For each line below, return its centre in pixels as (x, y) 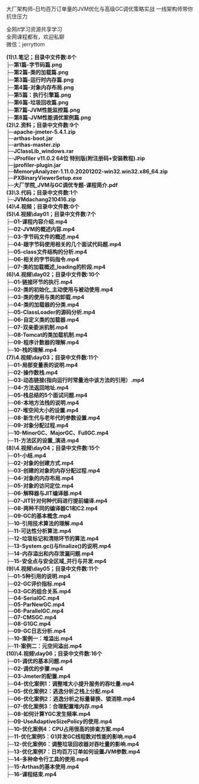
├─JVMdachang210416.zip (41, 199)
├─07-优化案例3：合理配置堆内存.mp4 (55, 706)
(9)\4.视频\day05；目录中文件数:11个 (52, 569)
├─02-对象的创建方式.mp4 (40, 463)
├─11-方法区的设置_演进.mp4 (43, 440)
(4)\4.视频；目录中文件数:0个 (43, 206)
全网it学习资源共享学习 (34, 29)
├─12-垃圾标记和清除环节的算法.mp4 (52, 538)
